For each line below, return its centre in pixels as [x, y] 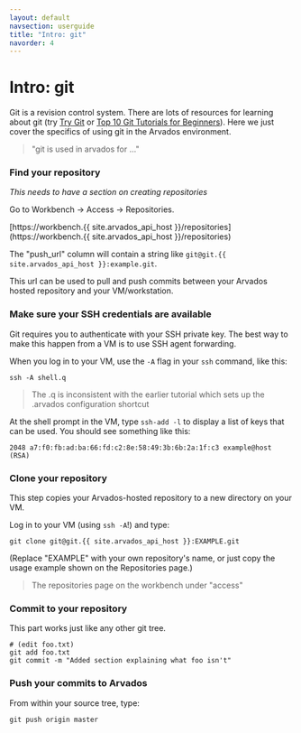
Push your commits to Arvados [78, 683]
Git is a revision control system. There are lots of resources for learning [141, 113]
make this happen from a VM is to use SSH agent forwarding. [123, 343]
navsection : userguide [52, 26]
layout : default [40, 18]
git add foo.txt [40, 653]
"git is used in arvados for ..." [85, 149]
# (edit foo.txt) [42, 645]
